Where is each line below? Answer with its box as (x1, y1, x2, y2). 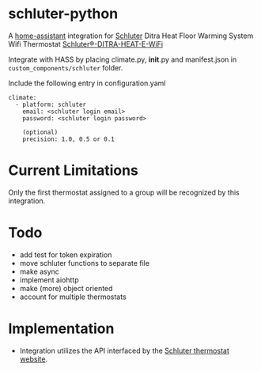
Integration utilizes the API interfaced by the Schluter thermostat (19, 346, 229, 355)
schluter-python (8, 5, 119, 23)
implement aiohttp (19, 274, 79, 285)
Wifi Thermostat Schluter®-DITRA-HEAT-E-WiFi (8, 39, 164, 48)
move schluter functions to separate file (19, 258, 150, 267)
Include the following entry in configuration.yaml (8, 78, 166, 88)
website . (19, 354, 48, 364)
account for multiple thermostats (19, 292, 127, 301)
